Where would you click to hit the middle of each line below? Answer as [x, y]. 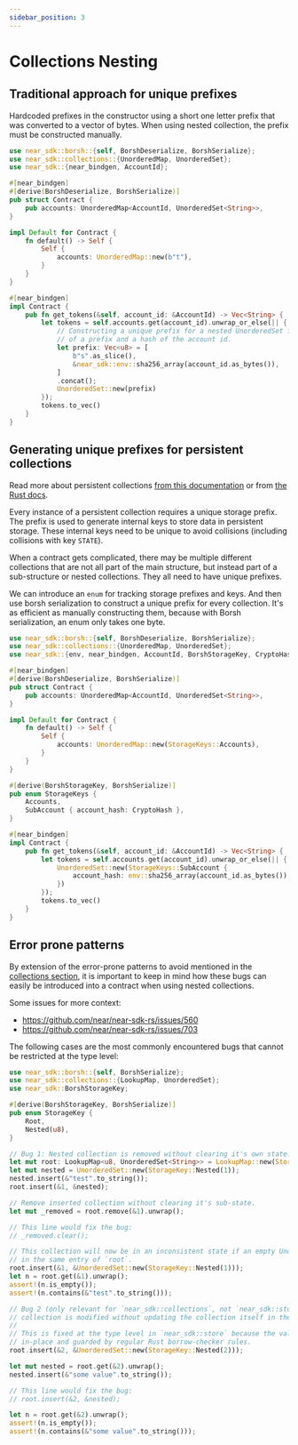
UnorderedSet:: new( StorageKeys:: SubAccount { [142, 868]
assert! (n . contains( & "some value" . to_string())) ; [103, 1432]
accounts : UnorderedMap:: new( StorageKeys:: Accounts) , [158, 745]
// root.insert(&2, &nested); [65, 1399]
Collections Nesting [83, 61]
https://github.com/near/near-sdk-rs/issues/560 [110, 1020]
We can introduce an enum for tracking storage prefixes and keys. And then [145, 593]
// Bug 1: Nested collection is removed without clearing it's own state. [150, 1154]
